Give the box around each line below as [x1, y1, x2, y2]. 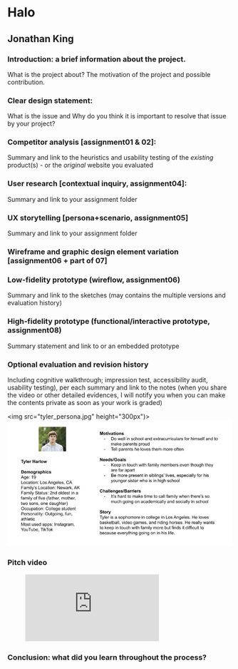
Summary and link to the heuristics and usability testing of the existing [7, 153, 214, 162]
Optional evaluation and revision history [7, 359, 149, 369]
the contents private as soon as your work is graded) [7, 398, 162, 407]
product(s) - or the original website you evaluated [7, 161, 154, 170]
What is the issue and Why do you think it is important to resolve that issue [7, 112, 227, 121]
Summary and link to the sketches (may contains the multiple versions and [7, 291, 226, 300]
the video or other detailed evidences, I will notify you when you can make [7, 390, 226, 399]
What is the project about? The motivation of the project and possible [7, 70, 211, 78]
